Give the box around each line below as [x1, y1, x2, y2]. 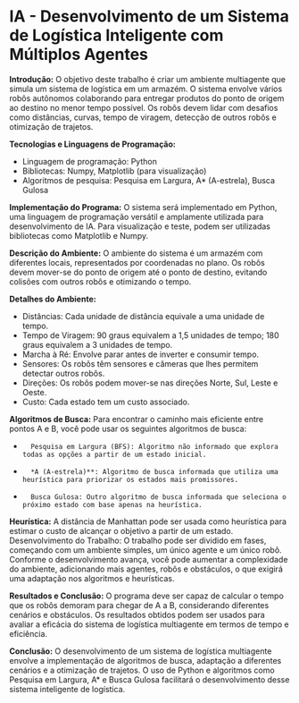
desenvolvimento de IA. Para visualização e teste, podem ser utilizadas [9, 221, 270, 232]
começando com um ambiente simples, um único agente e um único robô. [9, 544, 283, 555]
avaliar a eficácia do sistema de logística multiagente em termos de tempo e [9, 619, 289, 630]
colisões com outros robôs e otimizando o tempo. [9, 275, 192, 287]
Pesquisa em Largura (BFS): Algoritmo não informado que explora [30, 442, 278, 451]
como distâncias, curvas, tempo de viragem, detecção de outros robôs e [9, 112, 277, 123]
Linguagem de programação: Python [21, 156, 158, 166]
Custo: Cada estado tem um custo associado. [21, 396, 190, 407]
